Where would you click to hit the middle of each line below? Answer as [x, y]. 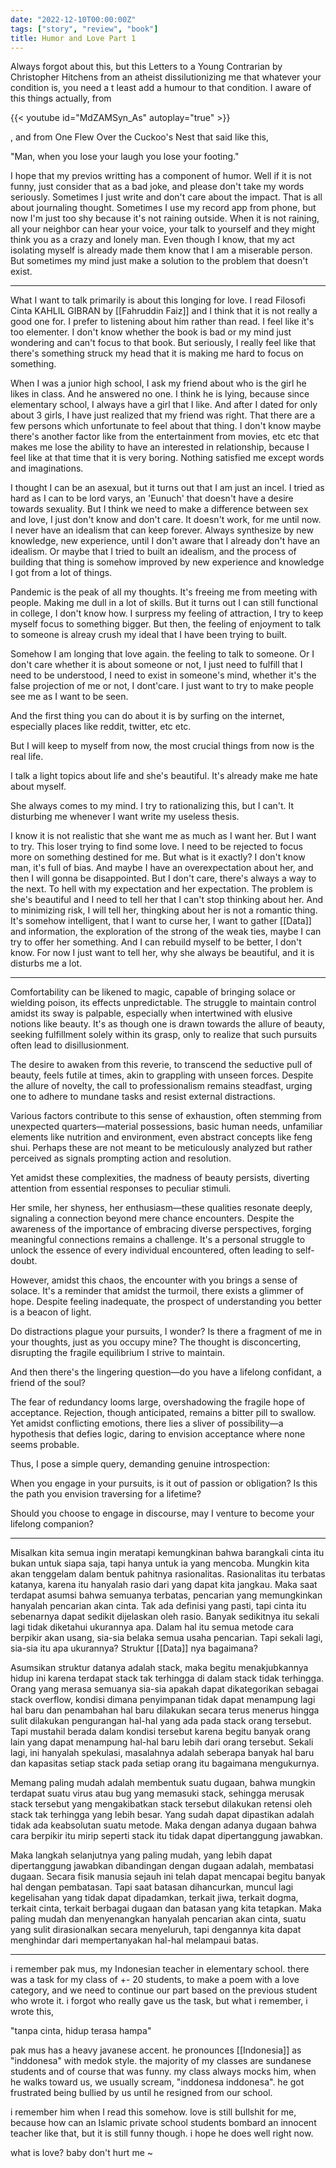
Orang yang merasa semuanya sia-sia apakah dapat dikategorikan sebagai [164, 1689]
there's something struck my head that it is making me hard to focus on [157, 353]
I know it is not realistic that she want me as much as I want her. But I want [163, 836]
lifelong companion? [52, 1524]
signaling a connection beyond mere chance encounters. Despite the [152, 1218]
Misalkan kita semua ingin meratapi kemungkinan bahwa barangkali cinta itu [167, 1553]
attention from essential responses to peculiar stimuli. [121, 1188]
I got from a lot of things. [61, 573]
